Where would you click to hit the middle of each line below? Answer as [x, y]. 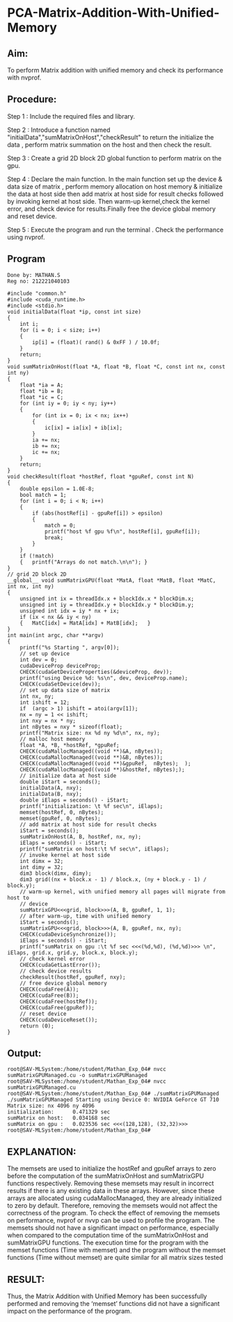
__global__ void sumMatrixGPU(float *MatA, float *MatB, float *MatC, [112, 580]
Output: [24, 1054]
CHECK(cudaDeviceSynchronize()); [68, 934]
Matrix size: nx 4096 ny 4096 [51, 1106]
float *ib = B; [42, 391]
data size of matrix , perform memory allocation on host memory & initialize [115, 186]
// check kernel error [53, 959]
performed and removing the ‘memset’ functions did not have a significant [114, 1304]
